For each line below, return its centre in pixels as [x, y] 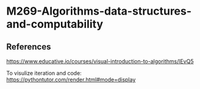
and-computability [55, 24]
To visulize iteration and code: [44, 73]
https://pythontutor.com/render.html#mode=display [71, 80]
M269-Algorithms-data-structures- [99, 11]
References [29, 47]
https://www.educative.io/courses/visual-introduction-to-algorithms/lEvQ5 [100, 61]
